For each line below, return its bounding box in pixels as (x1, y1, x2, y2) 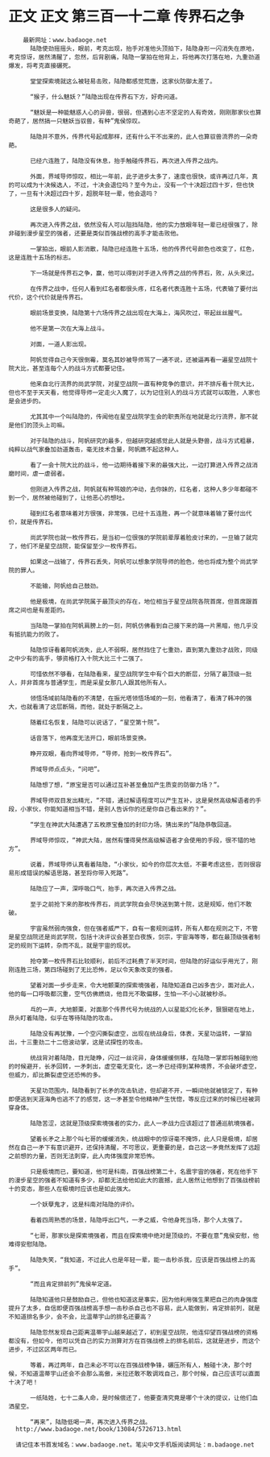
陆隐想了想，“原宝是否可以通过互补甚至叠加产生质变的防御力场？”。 (29, 781, 223, 789)
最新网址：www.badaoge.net (23, 35, 107, 44)
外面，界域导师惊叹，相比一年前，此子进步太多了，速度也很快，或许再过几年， (29, 172, 252, 181)
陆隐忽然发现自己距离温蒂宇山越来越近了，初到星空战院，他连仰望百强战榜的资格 (29, 1328, 258, 1336)
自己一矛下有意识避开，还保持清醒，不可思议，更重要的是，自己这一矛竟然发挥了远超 (19, 1144, 260, 1152)
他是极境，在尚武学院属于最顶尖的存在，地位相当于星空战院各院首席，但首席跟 (29, 597, 252, 605)
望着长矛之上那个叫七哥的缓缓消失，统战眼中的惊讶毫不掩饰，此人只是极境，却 (29, 1135, 252, 1143)
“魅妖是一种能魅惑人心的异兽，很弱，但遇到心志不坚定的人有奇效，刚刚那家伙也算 (29, 108, 262, 117)
